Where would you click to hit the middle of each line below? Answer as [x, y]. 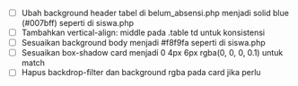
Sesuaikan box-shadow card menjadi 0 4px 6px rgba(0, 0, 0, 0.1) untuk [152, 53]
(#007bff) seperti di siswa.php [78, 23]
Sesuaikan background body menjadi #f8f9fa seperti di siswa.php [143, 43]
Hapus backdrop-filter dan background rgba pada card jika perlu [141, 73]
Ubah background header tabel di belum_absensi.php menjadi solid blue [155, 13]
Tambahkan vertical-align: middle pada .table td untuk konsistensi [143, 33]
